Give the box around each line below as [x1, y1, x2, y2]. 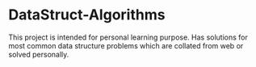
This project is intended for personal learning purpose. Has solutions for [8, 32, 249, 42]
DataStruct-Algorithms [8, 6, 166, 24]
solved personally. [8, 49, 69, 59]
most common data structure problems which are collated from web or [8, 40, 244, 50]
